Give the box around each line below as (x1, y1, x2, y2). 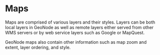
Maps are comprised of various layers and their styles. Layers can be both (5, 19, 156, 25)
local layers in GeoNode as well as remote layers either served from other (5, 24, 154, 30)
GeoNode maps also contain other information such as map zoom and (5, 39, 147, 45)
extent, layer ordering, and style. (5, 44, 71, 50)
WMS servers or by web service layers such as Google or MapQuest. (5, 29, 145, 35)
